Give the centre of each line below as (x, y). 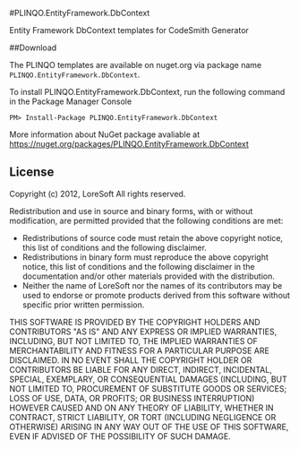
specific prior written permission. (83, 305)
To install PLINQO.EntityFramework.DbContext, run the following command (147, 92)
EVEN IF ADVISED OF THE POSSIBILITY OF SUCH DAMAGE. (120, 436)
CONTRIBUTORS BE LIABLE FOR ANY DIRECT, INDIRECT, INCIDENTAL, (141, 369)
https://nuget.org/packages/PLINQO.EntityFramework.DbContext (129, 144)
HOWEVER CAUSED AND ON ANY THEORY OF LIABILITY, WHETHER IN (142, 408)
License (32, 173)
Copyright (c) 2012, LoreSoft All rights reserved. (98, 194)
